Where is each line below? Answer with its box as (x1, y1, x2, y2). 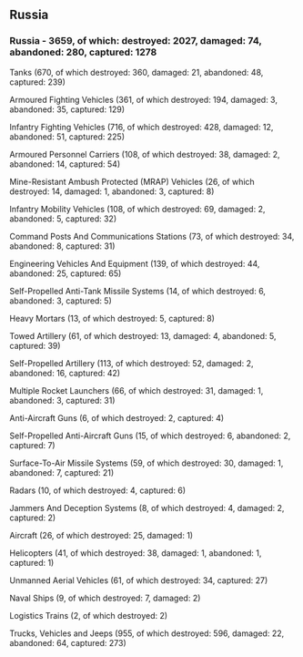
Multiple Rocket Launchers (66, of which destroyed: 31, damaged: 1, (9, 385, 264, 395)
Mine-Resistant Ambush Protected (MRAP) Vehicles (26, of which (9, 176, 255, 187)
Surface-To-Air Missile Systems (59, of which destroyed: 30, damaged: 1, (9, 457, 284, 468)
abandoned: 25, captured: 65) (9, 268, 122, 279)
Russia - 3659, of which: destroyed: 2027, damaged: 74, (9, 35, 262, 47)
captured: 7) (9, 439, 56, 450)
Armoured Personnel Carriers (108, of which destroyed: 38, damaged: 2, (9, 149, 280, 159)
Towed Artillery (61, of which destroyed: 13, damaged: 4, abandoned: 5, (9, 330, 277, 341)
